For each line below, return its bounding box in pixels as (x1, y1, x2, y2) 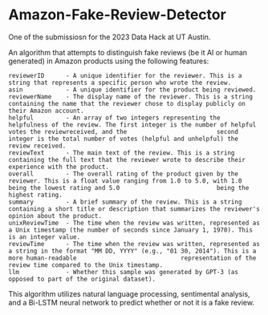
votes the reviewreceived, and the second (8, 127, 239, 135)
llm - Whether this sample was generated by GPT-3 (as (8, 268, 239, 276)
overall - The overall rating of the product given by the (8, 170, 239, 178)
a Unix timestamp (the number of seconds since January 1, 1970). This (8, 226, 253, 234)
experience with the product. (8, 163, 110, 171)
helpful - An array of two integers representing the (8, 114, 221, 122)
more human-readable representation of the (8, 254, 257, 262)
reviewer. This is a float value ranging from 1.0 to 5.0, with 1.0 (8, 176, 242, 185)
